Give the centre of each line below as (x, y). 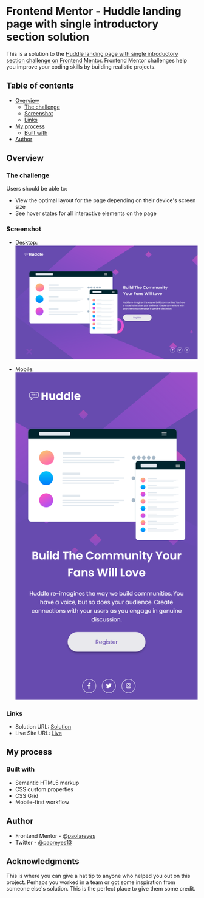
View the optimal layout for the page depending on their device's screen (105, 200)
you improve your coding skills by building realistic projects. (81, 66)
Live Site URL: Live (39, 733)
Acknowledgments (43, 861)
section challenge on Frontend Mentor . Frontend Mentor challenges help (97, 60)
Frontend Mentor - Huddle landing (94, 11)
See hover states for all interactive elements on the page (86, 213)
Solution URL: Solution (43, 727)
